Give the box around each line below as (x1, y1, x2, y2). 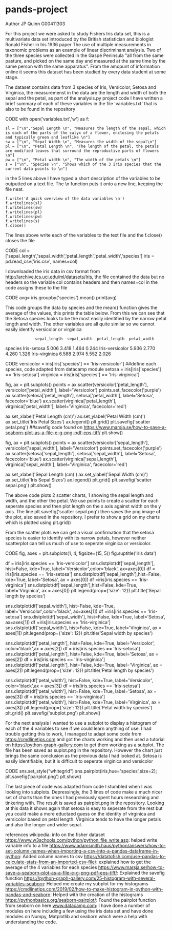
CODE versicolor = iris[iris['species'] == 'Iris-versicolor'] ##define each (5, 360, 157, 366)
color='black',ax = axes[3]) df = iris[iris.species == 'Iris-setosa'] (5, 683, 140, 689)
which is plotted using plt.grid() (5, 519, 71, 526)
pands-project (5, 4, 68, 15)
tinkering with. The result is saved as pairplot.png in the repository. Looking (5, 800, 165, 806)
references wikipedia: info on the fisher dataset (5, 831, 105, 838)
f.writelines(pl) (5, 209, 42, 215)
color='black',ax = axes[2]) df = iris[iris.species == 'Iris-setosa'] (5, 645, 140, 651)
